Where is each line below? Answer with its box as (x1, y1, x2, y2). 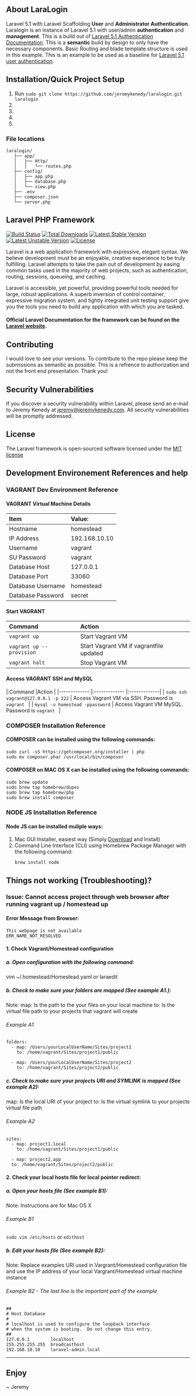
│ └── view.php (13, 184, 57, 190)
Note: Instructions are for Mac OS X (6, 1202, 92, 1209)
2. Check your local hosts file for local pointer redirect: (6, 1174, 141, 1181)
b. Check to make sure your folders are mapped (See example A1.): (6, 986, 171, 994)
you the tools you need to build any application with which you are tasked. (6, 303, 184, 310)
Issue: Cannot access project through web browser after (6, 893, 170, 901)
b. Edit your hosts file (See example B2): (6, 1247, 105, 1254)
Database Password (9, 591, 64, 599)
